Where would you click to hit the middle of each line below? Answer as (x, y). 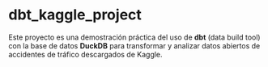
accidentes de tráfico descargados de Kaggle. (86, 54)
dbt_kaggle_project (75, 15)
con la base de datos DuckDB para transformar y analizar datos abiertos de (134, 45)
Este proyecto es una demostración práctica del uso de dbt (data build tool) (134, 37)
